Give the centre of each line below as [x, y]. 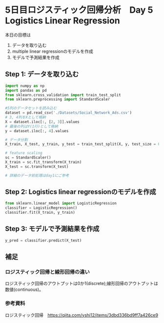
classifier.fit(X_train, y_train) [40, 213]
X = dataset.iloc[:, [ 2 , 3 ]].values [42, 122]
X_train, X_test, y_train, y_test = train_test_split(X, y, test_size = [81, 144]
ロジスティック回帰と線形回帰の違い [48, 272]
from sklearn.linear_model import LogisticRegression [61, 203]
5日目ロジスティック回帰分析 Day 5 [79, 10]
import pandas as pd [26, 90]
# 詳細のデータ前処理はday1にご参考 [37, 175]
